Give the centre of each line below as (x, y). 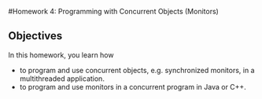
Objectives (35, 36)
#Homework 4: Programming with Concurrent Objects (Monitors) (113, 11)
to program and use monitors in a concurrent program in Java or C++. (133, 86)
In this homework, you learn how (61, 55)
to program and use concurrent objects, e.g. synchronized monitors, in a (137, 70)
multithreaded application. (62, 79)
